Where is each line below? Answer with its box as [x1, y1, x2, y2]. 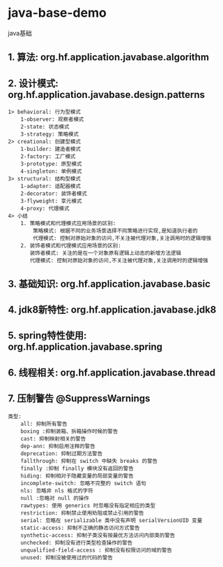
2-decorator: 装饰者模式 [20, 190, 88, 197]
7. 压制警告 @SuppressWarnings [8, 393, 151, 405]
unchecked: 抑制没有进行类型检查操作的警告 [20, 539, 133, 546]
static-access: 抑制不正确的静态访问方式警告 [20, 524, 140, 531]
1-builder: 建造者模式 [20, 145, 81, 153]
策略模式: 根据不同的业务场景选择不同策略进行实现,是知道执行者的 [33, 227, 198, 235]
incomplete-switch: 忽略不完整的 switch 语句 [20, 480, 147, 487]
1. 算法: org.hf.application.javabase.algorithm [8, 51, 210, 64]
